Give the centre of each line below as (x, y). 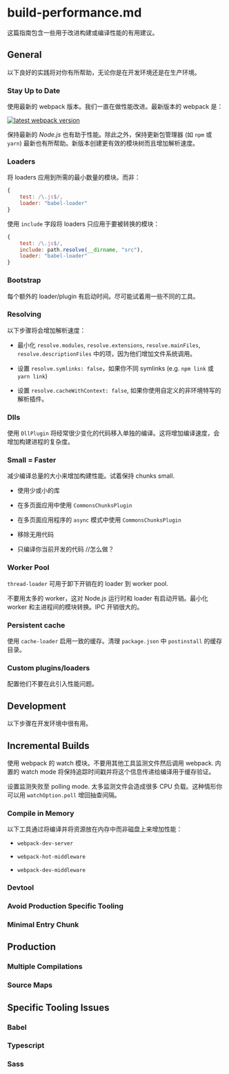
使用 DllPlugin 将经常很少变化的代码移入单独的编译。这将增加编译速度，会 (113, 433)
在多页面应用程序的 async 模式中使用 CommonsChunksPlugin (99, 520)
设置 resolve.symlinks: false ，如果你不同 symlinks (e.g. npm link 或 (115, 368)
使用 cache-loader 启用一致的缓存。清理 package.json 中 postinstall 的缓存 (115, 641)
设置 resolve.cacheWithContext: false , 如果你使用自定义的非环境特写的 (119, 390)
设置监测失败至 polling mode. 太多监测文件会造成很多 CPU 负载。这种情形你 (115, 786)
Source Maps (30, 985)
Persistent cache (36, 625)
